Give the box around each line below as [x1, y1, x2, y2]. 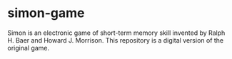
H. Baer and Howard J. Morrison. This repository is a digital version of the [7, 36, 224, 44]
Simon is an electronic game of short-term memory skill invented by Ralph [7, 28, 226, 37]
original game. [7, 43, 50, 52]
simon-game [7, 5, 85, 21]
